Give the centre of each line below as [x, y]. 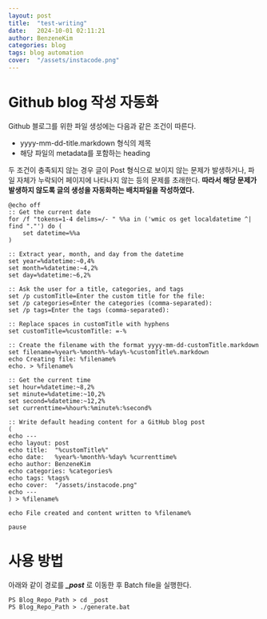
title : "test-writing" [48, 23]
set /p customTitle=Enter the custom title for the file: [107, 296]
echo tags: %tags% [39, 478]
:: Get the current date [50, 212]
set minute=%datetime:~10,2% [57, 394]
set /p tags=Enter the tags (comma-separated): [89, 310]
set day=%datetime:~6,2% [50, 275]
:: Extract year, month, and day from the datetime [96, 254]
